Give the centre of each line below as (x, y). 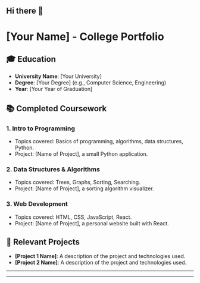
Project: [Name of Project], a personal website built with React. (92, 223)
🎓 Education (31, 59)
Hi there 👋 (25, 11)
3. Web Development (37, 204)
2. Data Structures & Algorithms (53, 169)
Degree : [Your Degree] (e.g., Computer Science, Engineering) (90, 83)
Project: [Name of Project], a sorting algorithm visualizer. (84, 188)
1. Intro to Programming (41, 128)
